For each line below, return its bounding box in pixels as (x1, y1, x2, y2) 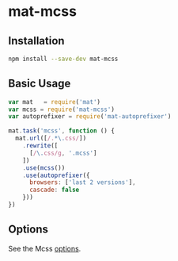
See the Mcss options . (8, 244, 81, 253)
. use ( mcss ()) (22, 163, 66, 172)
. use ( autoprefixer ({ (22, 171, 90, 179)
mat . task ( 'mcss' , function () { (8, 127, 115, 135)
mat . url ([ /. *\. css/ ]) (15, 134, 87, 143)
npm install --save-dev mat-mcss (8, 55, 119, 63)
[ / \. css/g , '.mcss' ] (28, 149, 97, 157)
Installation (8, 34, 65, 48)
